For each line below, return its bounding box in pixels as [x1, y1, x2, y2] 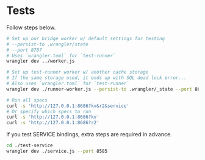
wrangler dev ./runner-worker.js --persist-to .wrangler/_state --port [6, 86, 192, 92]
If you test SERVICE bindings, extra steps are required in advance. [6, 131, 172, 138]
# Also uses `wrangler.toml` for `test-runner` [6, 80, 130, 87]
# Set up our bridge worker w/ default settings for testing [6, 35, 165, 41]
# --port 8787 [6, 47, 43, 53]
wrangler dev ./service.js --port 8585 [6, 148, 108, 155]
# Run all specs [6, 97, 48, 103]
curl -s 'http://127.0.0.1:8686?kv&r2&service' [6, 103, 130, 109]
